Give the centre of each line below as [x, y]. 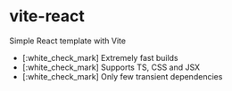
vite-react [47, 16]
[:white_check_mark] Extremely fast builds [100, 57]
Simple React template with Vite [68, 41]
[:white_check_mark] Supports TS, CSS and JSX [111, 67]
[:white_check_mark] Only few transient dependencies [122, 76]
